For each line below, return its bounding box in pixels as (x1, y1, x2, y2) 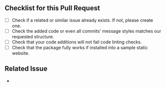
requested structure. (11, 33, 54, 39)
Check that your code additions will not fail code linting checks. (11, 39, 142, 45)
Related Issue (4, 65, 48, 73)
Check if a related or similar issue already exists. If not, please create (11, 17, 154, 23)
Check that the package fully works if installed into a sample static (11, 45, 148, 50)
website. (11, 50, 30, 56)
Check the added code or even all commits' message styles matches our (11, 28, 162, 34)
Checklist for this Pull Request (4, 4, 100, 12)
